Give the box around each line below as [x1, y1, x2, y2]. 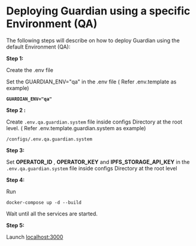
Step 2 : [6, 106, 26, 113]
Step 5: [6, 221, 25, 229]
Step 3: [6, 146, 25, 154]
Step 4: [6, 176, 25, 184]
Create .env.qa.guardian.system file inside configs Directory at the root [6, 118, 183, 125]
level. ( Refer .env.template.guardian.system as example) [6, 124, 146, 131]
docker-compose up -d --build [6, 199, 82, 205]
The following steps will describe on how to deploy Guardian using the [6, 37, 180, 44]
